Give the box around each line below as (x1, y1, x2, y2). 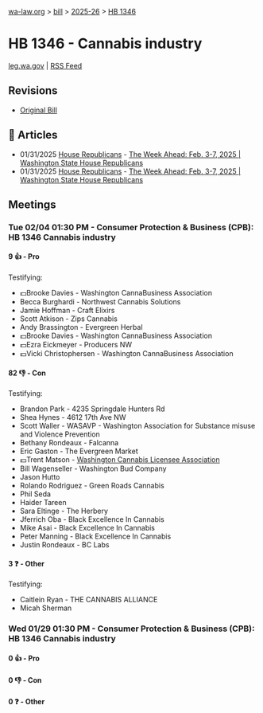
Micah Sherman (19, 603, 72, 613)
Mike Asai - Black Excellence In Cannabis (19, 523, 155, 533)
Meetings (8, 198, 57, 211)
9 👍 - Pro (8, 252, 40, 261)
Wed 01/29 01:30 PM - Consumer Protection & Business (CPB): (8, 623, 255, 634)
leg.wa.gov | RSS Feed (8, 61, 83, 70)
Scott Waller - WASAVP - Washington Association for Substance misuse (19, 421, 256, 431)
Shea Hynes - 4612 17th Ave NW (19, 413, 126, 422)
